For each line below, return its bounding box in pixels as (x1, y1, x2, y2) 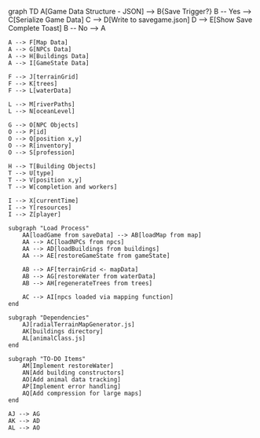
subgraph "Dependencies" (8, 314, 90, 322)
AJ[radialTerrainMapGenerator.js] (22, 321, 135, 329)
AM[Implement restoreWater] (22, 362, 114, 370)
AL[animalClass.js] (22, 334, 86, 342)
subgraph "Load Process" (8, 224, 90, 232)
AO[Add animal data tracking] (22, 376, 122, 384)
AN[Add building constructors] (22, 369, 125, 377)
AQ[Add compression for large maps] (22, 389, 143, 397)
